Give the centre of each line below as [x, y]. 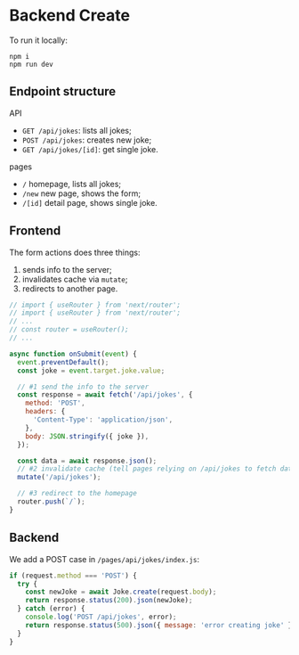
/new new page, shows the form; [81, 193]
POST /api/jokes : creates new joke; [87, 140]
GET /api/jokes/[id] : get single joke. [90, 149]
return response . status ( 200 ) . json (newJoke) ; [109, 601]
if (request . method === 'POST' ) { [73, 576]
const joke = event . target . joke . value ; [91, 371]
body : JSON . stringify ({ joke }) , [87, 436]
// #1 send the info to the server [83, 387]
